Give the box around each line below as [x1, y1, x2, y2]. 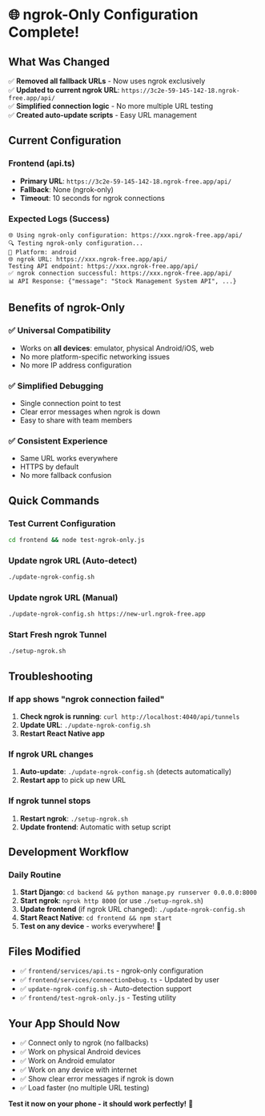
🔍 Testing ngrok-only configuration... [8, 239, 144, 247]
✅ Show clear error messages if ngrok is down [19, 1074, 175, 1083]
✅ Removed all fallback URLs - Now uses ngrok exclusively [8, 76, 206, 86]
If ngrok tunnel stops [8, 795, 91, 806]
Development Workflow [8, 845, 130, 859]
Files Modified [8, 945, 82, 958]
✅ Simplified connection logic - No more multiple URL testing [8, 102, 214, 110]
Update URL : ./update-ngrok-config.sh [19, 721, 151, 730]
